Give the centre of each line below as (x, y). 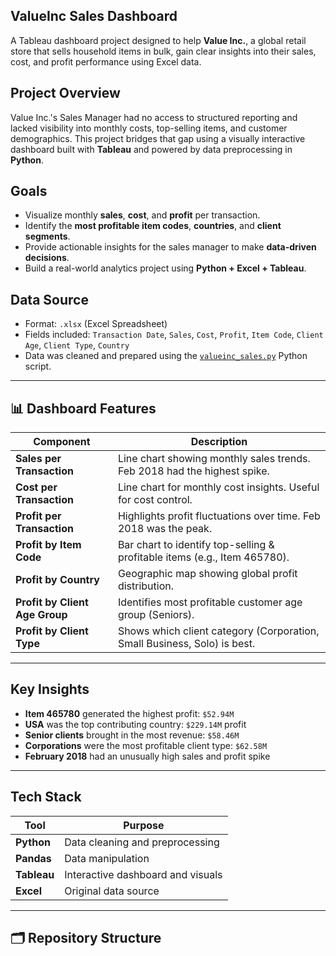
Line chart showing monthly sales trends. (214, 459)
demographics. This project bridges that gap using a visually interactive (158, 138)
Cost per (36, 487)
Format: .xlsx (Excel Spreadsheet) (96, 324)
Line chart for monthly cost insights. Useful (218, 487)
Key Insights (50, 689)
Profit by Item (48, 545)
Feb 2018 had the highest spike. (193, 471)
